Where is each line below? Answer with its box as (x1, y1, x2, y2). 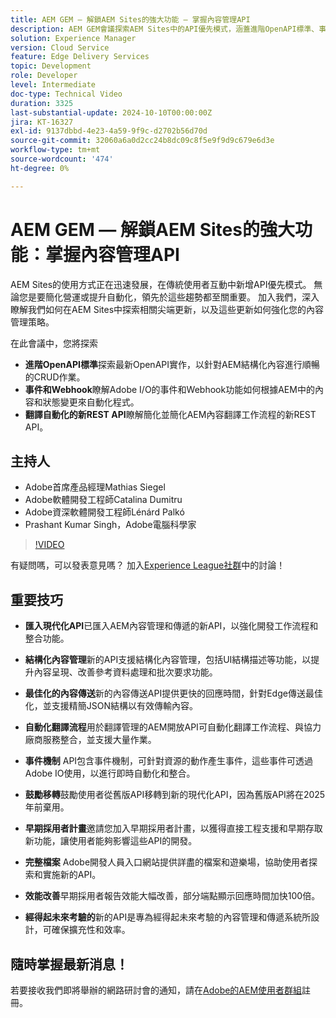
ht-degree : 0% (10, 163, 70, 173)
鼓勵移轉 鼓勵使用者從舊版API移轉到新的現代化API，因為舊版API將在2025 (24, 789, 326, 801)
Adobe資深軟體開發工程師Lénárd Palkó (24, 506, 185, 518)
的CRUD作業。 (24, 371, 86, 383)
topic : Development (10, 61, 92, 71)
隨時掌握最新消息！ (10, 956, 129, 973)
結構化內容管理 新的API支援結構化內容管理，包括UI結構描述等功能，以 (24, 654, 312, 666)
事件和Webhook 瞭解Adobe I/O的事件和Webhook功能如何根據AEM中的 (24, 383, 315, 395)
